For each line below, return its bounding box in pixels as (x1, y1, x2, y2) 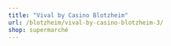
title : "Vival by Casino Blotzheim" (8, 11, 128, 19)
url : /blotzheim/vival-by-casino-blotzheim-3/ (8, 19, 164, 27)
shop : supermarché (8, 26, 69, 34)
